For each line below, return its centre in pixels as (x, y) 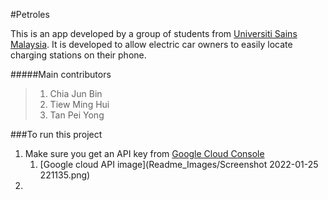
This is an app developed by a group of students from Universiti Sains (154, 33)
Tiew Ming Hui (79, 104)
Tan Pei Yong (77, 115)
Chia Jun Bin (76, 93)
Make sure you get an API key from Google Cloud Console (144, 153)
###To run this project (56, 134)
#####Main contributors (61, 74)
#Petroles (30, 14)
